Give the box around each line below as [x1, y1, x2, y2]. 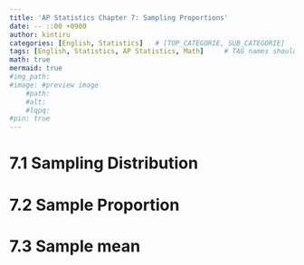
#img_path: [9, 72, 51, 81]
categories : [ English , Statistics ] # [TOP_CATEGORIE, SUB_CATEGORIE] [9, 38, 285, 48]
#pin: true [9, 114, 51, 123]
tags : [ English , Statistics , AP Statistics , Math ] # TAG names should [9, 47, 298, 56]
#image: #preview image [9, 80, 100, 90]
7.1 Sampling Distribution [9, 153, 199, 174]
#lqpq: [25, 106, 51, 115]
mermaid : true [9, 64, 63, 73]
